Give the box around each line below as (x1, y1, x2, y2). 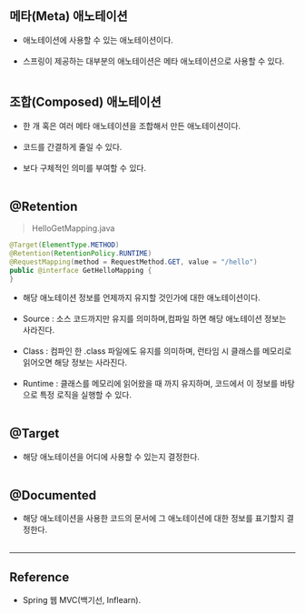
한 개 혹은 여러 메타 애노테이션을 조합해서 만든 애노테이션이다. (22, 120, 241, 131)
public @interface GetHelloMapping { (9, 267, 152, 276)
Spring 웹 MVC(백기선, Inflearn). (22, 595, 142, 606)
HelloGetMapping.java (31, 223, 115, 234)
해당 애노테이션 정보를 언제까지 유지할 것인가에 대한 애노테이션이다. (22, 292, 261, 303)
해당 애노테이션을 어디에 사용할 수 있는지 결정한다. (22, 451, 200, 462)
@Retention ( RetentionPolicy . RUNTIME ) (9, 249, 152, 258)
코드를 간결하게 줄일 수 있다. (22, 141, 123, 152)
